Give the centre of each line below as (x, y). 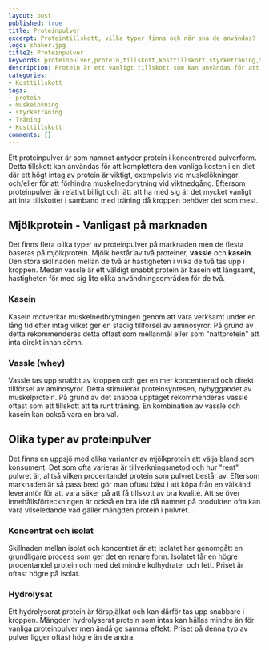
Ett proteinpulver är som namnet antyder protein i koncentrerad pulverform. (132, 158)
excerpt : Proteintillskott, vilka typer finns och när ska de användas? (132, 38)
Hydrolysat (30, 595)
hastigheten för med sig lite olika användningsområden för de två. (117, 279)
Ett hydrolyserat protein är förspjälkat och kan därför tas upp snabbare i (126, 612)
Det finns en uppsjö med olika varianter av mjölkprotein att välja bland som (131, 459)
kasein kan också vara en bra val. (63, 415)
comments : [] (30, 134)
